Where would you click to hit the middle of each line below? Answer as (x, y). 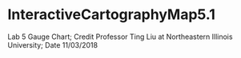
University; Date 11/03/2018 (52, 44)
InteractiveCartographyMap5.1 (111, 15)
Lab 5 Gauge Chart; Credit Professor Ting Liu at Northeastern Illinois (120, 37)
